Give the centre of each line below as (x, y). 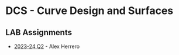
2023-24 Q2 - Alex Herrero (47, 46)
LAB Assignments (39, 32)
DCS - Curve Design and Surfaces (89, 11)
